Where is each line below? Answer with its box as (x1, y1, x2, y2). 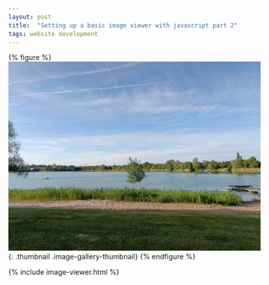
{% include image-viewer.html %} (8, 267, 120, 277)
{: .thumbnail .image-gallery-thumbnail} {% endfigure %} (8, 252, 196, 262)
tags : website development (8, 30, 98, 38)
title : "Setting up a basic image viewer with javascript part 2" (8, 21, 239, 30)
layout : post (8, 13, 52, 21)
